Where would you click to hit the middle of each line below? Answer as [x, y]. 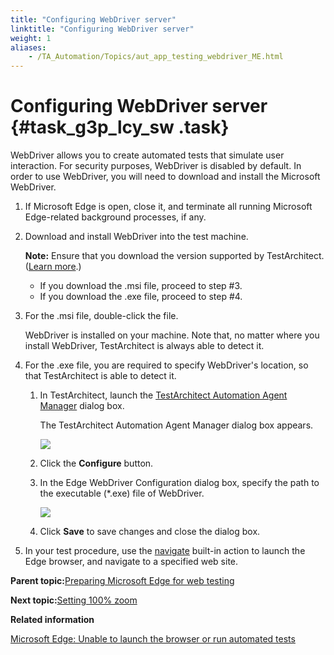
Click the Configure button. [96, 463]
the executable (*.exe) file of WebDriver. [122, 493]
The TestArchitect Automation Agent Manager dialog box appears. [176, 425]
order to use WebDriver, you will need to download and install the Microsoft [165, 177]
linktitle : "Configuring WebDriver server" [102, 29]
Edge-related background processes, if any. [115, 217]
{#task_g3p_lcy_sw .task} [120, 127]
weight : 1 [31, 38]
